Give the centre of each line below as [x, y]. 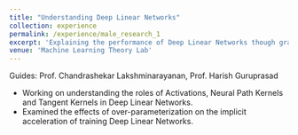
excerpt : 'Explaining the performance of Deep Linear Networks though [142, 42]
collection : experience [53, 26]
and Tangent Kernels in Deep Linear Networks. [107, 102]
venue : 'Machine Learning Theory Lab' [81, 51]
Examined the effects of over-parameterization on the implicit [134, 112]
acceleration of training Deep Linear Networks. [107, 122]
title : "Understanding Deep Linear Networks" [94, 17]
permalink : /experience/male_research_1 [85, 34]
